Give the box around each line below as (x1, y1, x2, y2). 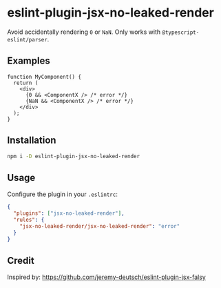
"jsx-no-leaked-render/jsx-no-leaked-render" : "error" (19, 222, 180, 229)
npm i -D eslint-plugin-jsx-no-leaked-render (7, 153, 140, 160)
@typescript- (162, 29, 200, 36)
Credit (7, 254, 34, 267)
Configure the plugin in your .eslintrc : (7, 190, 118, 198)
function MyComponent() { (7, 73, 81, 80)
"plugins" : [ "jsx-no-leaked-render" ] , (13, 210, 125, 217)
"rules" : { (13, 216, 45, 223)
